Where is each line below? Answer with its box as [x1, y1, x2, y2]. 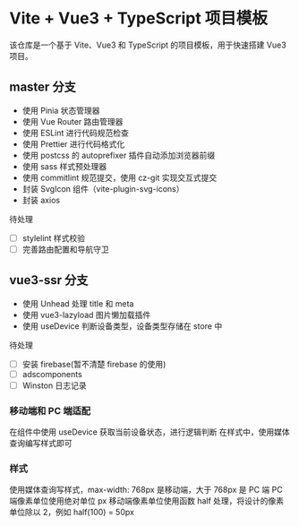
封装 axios [21, 194, 61, 205]
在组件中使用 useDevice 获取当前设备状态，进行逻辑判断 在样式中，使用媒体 [9, 427, 291, 437]
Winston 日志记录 [21, 380, 87, 391]
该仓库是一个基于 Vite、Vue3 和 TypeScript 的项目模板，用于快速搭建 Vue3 [9, 39, 286, 50]
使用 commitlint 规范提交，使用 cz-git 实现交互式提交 [21, 172, 218, 183]
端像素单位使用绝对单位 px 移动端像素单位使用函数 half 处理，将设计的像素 [9, 496, 285, 506]
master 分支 [9, 80, 76, 95]
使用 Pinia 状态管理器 [21, 105, 100, 116]
